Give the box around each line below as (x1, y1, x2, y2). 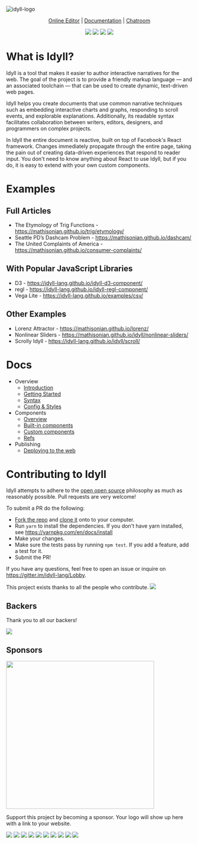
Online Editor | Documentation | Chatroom (48, 17, 151, 24)
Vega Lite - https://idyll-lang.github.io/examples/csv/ (14, 292, 144, 299)
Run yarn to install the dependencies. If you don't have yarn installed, (14, 522, 183, 529)
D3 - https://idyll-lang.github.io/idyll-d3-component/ (14, 279, 143, 286)
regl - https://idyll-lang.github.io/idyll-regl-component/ (14, 286, 148, 293)
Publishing (14, 441, 41, 448)
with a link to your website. (6, 820, 72, 827)
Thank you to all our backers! (6, 617, 77, 624)
